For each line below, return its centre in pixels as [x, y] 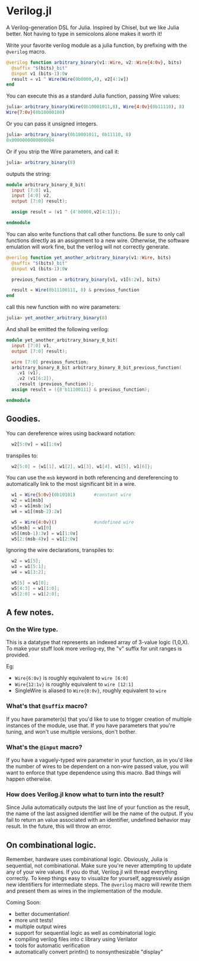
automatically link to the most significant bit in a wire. [71, 484]
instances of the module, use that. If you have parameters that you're [91, 725]
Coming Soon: [24, 903]
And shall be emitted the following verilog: [58, 329]
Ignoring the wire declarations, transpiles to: [60, 550]
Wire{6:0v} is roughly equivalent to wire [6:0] [72, 678]
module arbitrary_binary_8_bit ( [46, 185]
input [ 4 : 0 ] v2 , [31, 196]
